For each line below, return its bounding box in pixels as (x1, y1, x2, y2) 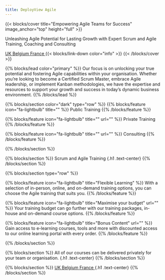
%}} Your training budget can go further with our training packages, (5, 205, 143, 211)
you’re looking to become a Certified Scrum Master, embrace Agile (5, 76, 141, 82)
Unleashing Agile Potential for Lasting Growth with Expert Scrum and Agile (5, 36, 157, 42)
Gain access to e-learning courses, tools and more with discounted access (5, 225, 158, 231)
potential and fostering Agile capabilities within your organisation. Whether (5, 70, 157, 77)
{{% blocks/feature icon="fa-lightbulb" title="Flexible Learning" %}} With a (5, 180, 158, 186)
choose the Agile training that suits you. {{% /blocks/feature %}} (5, 190, 137, 196)
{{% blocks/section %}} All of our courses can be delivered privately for (5, 249, 152, 255)
